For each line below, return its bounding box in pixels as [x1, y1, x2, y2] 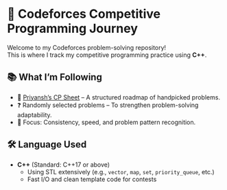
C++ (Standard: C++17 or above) [16, 161, 110, 169]
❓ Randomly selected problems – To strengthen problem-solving [16, 101, 199, 109]
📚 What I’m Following [7, 71, 103, 83]
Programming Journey [7, 21, 139, 36]
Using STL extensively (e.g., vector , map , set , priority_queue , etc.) [27, 167, 215, 176]
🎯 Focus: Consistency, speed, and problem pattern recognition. [16, 118, 196, 126]
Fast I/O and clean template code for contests [27, 175, 157, 183]
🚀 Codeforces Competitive [7, 6, 161, 22]
